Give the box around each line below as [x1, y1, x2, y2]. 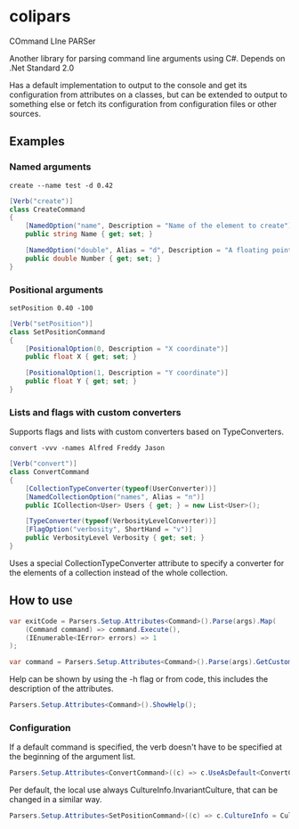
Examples [9, 134, 65, 149]
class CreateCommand [9, 205, 86, 214]
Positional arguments [9, 283, 104, 296]
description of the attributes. [9, 684, 114, 694]
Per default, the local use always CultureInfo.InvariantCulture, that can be [9, 784, 279, 795]
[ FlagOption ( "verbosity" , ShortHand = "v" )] [25, 525, 193, 534]
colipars [9, 6, 71, 27]
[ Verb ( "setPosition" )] [9, 319, 93, 328]
